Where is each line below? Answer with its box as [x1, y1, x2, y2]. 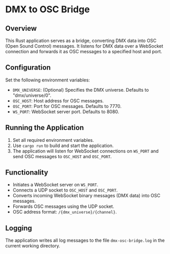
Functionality [5, 168, 48, 177]
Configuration [5, 63, 51, 72]
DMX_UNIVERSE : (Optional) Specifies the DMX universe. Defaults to [12, 87, 149, 93]
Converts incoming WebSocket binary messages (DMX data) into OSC [12, 193, 161, 199]
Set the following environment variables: [5, 77, 90, 83]
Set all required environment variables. [12, 137, 94, 143]
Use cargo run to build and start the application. [12, 142, 114, 149]
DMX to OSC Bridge [5, 4, 90, 15]
